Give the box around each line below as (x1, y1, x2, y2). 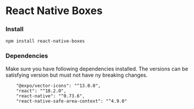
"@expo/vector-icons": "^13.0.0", (16, 83, 101, 88)
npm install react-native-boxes (5, 38, 85, 45)
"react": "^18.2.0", (16, 88, 67, 94)
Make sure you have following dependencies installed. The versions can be (5, 65, 189, 72)
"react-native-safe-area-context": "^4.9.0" (16, 98, 127, 104)
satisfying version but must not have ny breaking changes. (5, 71, 148, 79)
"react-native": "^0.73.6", (16, 93, 85, 99)
